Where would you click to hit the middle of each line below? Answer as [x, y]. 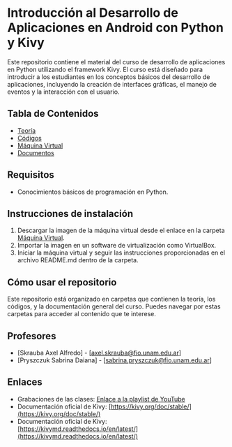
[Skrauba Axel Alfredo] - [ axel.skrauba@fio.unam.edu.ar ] [99, 353]
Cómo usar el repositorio [62, 282]
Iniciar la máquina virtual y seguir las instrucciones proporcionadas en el [121, 253]
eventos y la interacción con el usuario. [63, 92]
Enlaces [25, 382]
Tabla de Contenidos [53, 114]
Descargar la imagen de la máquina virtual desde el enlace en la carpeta [121, 230]
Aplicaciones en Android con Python [116, 28]
